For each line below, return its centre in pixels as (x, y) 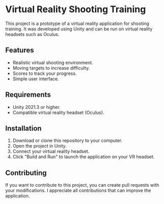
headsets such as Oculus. (32, 34)
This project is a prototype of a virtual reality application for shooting (77, 23)
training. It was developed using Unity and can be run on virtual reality (79, 28)
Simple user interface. (36, 79)
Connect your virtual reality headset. (51, 152)
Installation (23, 128)
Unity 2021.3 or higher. (37, 107)
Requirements (28, 95)
